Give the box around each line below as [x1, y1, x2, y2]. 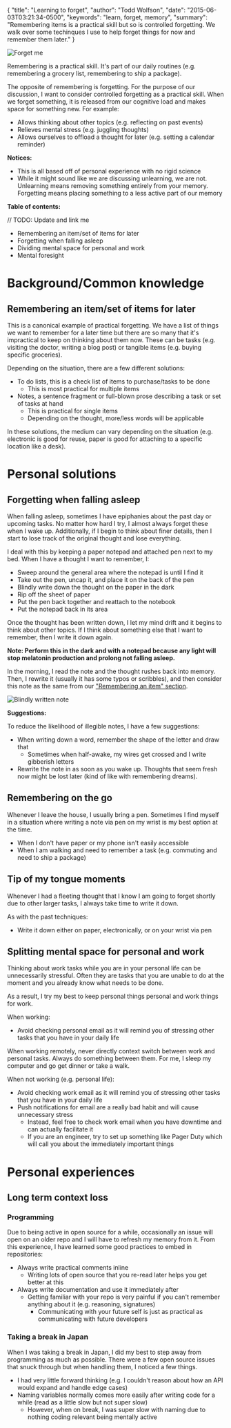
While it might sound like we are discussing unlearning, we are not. [17, 174, 208, 182]
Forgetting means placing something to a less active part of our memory [17, 189, 223, 197]
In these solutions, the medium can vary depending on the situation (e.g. [7, 428, 213, 435]
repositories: [7, 1250, 43, 1259]
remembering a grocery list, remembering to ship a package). [7, 69, 182, 77]
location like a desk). [7, 442, 66, 450]
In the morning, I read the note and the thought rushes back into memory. [7, 667, 216, 675]
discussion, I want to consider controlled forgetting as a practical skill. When [7, 90, 224, 98]
